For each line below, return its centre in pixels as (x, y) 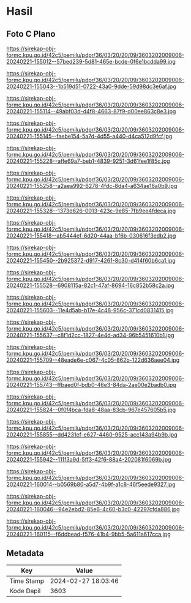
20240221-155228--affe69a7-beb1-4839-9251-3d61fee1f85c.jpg (88, 161)
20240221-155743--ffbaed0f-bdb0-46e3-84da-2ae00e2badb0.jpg (91, 385)
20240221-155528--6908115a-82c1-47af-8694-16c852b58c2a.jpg (90, 285)
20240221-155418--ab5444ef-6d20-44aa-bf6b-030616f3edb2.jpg (91, 236)
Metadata (25, 553)
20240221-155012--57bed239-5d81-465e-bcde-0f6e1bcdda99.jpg (91, 62)
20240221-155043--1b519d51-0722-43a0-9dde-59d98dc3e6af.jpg (91, 86)
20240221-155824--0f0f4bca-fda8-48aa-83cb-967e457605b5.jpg (91, 410)
